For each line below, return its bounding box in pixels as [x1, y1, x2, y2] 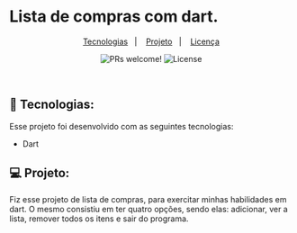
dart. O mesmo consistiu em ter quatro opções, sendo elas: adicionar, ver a [9, 203, 288, 214]
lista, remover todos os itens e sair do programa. [9, 213, 189, 224]
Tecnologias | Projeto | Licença [82, 36, 220, 47]
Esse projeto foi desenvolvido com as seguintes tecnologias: [9, 121, 234, 131]
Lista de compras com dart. [9, 6, 219, 27]
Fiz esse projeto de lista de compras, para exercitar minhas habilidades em [9, 193, 287, 204]
